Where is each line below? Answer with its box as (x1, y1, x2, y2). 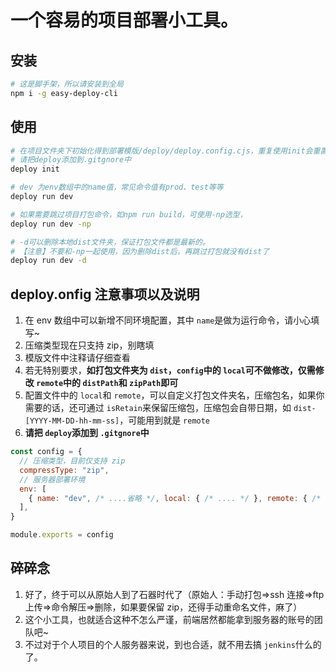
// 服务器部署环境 (19, 474, 86, 485)
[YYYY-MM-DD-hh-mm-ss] (24, 416, 120, 426)
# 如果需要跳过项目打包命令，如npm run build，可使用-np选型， (10, 209, 248, 220)
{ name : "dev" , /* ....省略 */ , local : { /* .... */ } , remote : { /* (28, 493, 322, 503)
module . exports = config (10, 530, 114, 540)
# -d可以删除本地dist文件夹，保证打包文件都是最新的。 (10, 237, 210, 247)
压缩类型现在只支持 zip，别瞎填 (24, 339, 155, 351)
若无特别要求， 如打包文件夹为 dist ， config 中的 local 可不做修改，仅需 (24, 364, 316, 376)
